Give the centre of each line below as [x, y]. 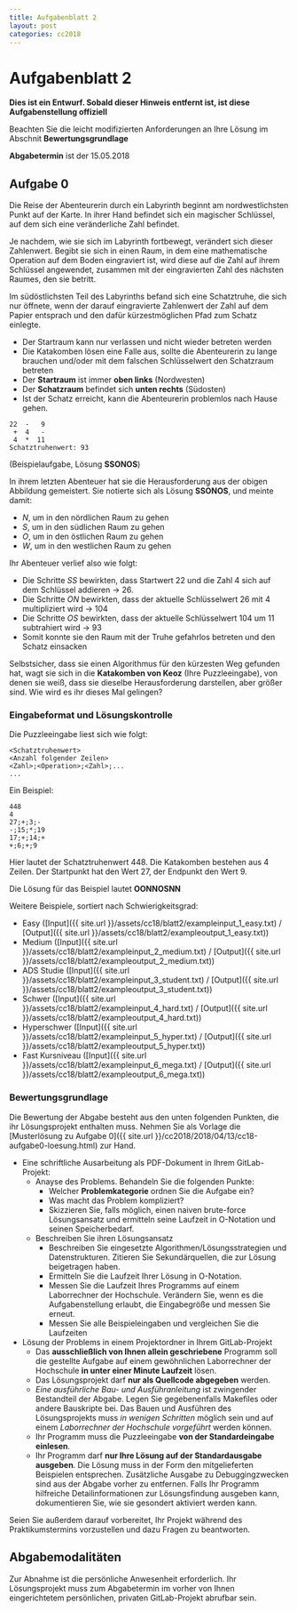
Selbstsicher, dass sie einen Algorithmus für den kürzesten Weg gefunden [145, 664]
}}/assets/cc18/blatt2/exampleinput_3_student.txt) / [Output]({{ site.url [150, 980]
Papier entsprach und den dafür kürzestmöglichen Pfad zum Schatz [133, 316]
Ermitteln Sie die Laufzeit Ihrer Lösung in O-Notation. [145, 1276]
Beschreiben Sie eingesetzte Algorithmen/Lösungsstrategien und [168, 1247]
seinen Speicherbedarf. [91, 1229]
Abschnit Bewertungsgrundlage [69, 139]
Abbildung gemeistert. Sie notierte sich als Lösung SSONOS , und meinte [141, 491]
